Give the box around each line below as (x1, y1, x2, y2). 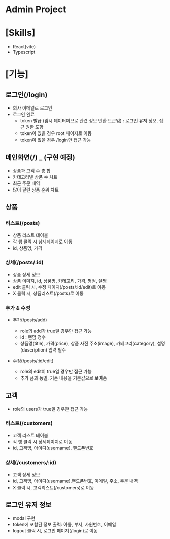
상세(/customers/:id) (5, 459, 57, 466)
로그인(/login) (5, 90, 48, 99)
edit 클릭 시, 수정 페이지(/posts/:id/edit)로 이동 (12, 284, 106, 290)
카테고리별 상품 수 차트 (12, 174, 58, 180)
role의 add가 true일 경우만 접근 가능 (20, 328, 92, 334)
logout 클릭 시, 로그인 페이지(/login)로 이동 (12, 528, 98, 534)
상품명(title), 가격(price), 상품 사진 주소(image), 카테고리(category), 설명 (20, 340, 165, 347)
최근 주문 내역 (12, 180, 40, 186)
